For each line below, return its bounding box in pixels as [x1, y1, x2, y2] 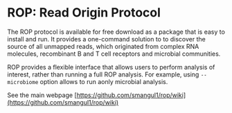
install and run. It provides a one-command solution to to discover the [7, 34, 206, 43]
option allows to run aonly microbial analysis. [39, 77, 168, 85]
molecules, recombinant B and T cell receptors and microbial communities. [7, 50, 221, 58]
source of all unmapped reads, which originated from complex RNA [7, 42, 199, 50]
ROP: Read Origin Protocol [7, 5, 161, 21]
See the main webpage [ [7, 91, 78, 99]
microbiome [7, 79, 39, 85]
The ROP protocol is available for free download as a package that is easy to [7, 28, 225, 36]
